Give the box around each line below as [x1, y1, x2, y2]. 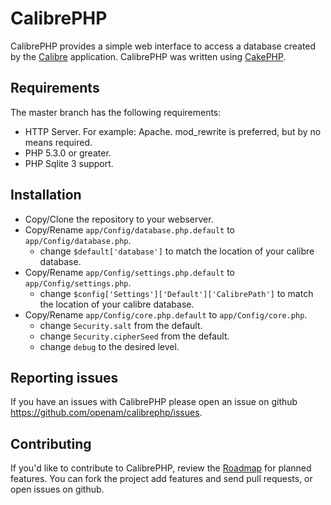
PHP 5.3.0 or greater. [24, 147, 112, 159]
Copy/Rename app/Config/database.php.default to [24, 223, 236, 236]
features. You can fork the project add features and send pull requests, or [10, 473, 313, 485]
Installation [10, 187, 82, 204]
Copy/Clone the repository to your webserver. [24, 213, 214, 225]
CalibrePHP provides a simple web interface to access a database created [10, 40, 317, 52]
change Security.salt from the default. [39, 319, 203, 331]
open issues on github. [10, 483, 105, 496]
